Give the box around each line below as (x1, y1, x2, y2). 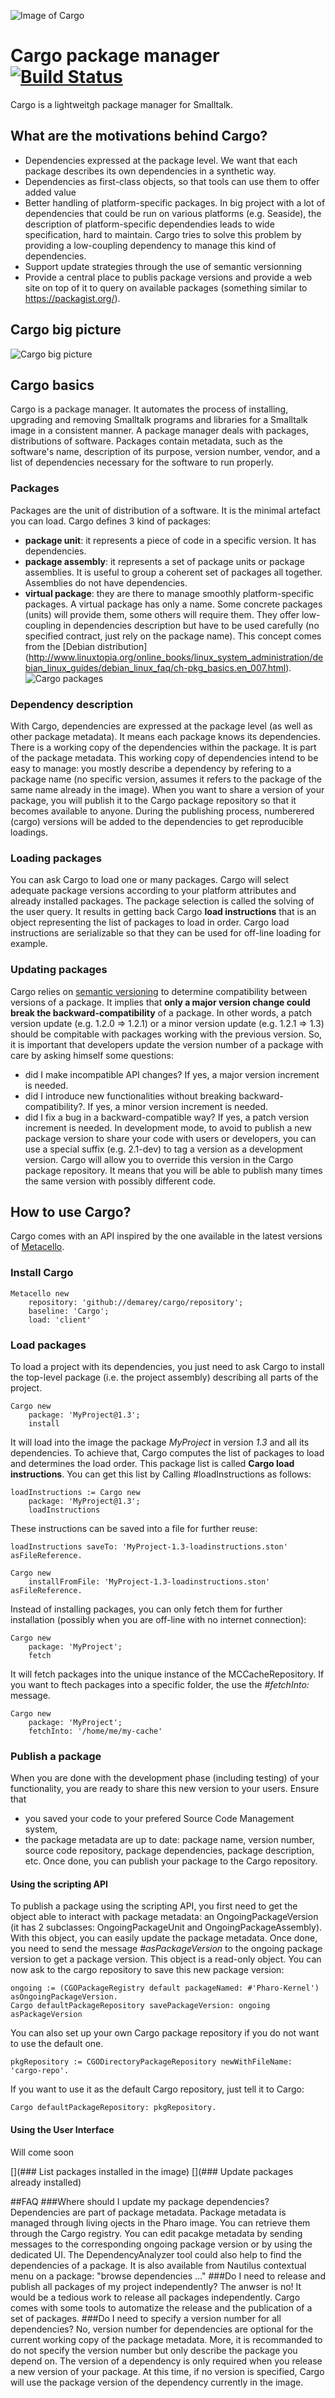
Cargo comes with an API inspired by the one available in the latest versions (10, 1230, 323, 1242)
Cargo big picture (10, 321, 122, 339)
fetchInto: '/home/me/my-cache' (28, 1726, 163, 1736)
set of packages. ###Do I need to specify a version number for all (10, 2312, 282, 2324)
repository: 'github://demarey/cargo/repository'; (28, 1297, 244, 1307)
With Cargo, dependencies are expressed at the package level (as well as (10, 720, 313, 732)
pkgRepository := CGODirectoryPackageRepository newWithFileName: (10, 2057, 293, 2067)
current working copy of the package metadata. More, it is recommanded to (10, 2333, 323, 2345)
